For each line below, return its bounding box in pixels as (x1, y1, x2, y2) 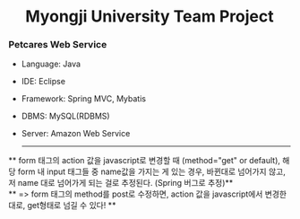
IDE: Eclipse (21, 76, 66, 87)
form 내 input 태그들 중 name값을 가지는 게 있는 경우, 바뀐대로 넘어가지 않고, (17, 166, 286, 177)
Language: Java (21, 58, 81, 69)
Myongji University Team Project (25, 6, 274, 27)
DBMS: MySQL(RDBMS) (21, 110, 110, 122)
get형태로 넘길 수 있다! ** (27, 200, 116, 211)
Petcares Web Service (8, 39, 107, 51)
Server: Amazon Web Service (21, 128, 131, 139)
